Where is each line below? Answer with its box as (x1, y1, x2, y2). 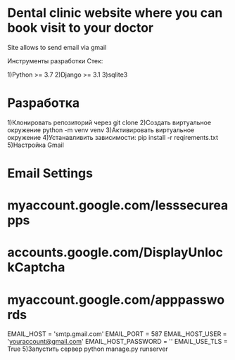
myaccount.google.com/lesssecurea (7, 198, 229, 214)
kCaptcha (7, 259, 65, 276)
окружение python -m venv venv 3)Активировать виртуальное (7, 125, 195, 134)
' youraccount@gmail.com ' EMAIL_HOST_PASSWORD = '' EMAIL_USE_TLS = (7, 337, 228, 346)
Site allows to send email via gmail (7, 43, 107, 51)
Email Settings (7, 165, 94, 181)
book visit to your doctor (7, 20, 154, 36)
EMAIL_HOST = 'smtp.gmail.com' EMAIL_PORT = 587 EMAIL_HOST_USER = (7, 330, 227, 338)
